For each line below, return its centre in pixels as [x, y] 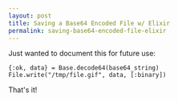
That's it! [23, 90]
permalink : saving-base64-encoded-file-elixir [87, 30]
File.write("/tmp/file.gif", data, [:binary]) [87, 75]
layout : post [30, 16]
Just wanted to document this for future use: [82, 54]
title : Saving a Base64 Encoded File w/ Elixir [89, 23]
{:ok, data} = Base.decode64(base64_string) [84, 68]
